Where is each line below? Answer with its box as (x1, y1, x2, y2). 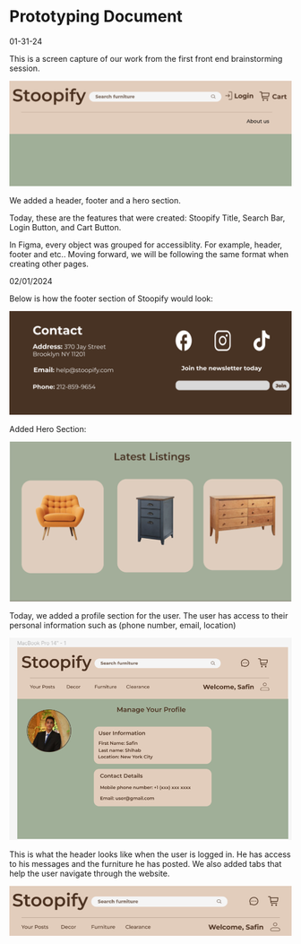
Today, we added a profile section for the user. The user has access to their (9, 611, 288, 621)
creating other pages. (9, 258, 90, 270)
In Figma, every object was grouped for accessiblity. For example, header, (9, 239, 283, 250)
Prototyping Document (9, 6, 184, 27)
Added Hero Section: (9, 423, 87, 434)
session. (9, 63, 40, 74)
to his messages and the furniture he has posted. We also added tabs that (9, 859, 282, 870)
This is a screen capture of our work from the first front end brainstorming (9, 53, 283, 64)
